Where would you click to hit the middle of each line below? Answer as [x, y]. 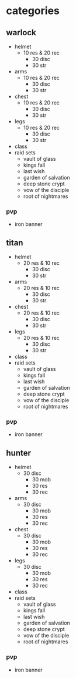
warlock [21, 33]
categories [33, 11]
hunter [18, 453]
